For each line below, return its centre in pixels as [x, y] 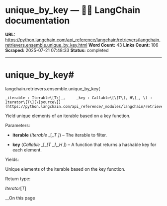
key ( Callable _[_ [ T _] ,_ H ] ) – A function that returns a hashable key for [84, 144]
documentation [38, 21]
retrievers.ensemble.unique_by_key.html [46, 45]
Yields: [12, 159]
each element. [27, 150]
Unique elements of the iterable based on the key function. [65, 169]
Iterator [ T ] [16, 188]
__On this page [20, 198]
